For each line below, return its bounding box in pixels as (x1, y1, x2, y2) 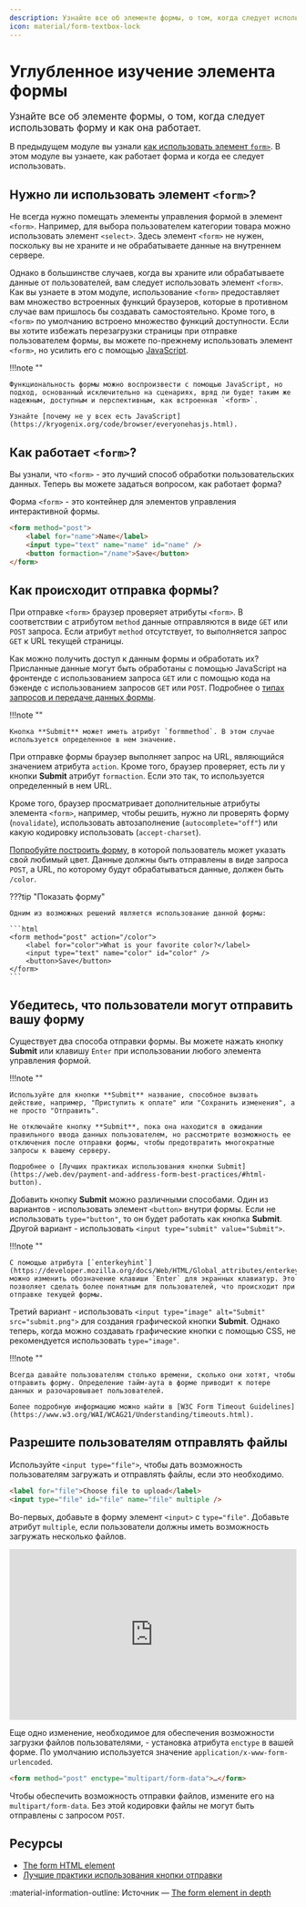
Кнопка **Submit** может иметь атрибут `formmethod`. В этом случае (9, 728, 275, 737)
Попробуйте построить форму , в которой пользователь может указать (9, 844, 286, 856)
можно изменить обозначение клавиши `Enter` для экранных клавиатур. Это (9, 1274, 296, 1284)
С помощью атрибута (9, 1259, 84, 1268)
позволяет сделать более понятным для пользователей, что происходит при (9, 1282, 296, 1291)
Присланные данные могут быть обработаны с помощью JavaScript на (9, 663, 287, 674)
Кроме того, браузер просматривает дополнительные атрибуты (9, 798, 260, 809)
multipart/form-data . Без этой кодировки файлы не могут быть (9, 1800, 255, 1810)
